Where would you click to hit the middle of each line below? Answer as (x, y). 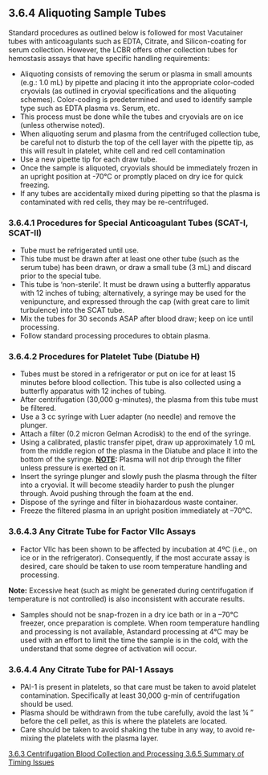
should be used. (47, 704)
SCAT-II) (25, 232)
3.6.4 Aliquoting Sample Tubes (87, 13)
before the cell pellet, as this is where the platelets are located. (124, 721)
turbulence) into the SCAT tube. (72, 310)
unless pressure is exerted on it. (73, 468)
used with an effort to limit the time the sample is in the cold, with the (134, 640)
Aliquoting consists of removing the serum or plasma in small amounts (136, 74)
